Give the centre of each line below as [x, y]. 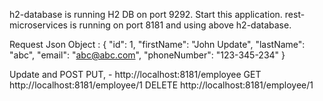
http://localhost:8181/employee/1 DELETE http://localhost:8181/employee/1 [161, 85]
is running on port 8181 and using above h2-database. [180, 25]
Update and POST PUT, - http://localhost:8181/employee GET [135, 74]
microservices [38, 25]
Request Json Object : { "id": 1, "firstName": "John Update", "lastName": [157, 44]
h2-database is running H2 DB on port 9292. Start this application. [146, 14]
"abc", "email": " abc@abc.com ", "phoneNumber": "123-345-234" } [147, 55]
